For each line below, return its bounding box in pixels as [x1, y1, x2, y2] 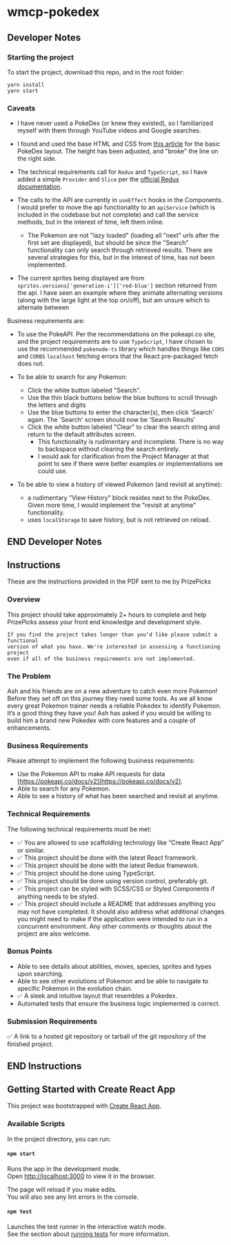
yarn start [7, 87, 39, 94]
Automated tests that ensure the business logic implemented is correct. [17, 999, 221, 1007]
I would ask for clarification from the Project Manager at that [37, 452, 209, 461]
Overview [7, 595, 41, 604]
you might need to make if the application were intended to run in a [17, 914, 208, 923]
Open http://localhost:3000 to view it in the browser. [7, 1172, 156, 1180]
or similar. [17, 846, 46, 854]
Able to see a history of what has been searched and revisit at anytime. [17, 792, 219, 800]
